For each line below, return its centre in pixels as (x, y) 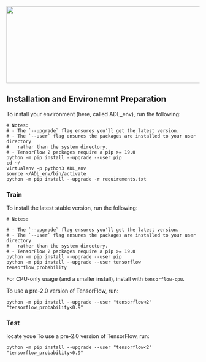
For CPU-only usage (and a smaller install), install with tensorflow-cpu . (96, 279)
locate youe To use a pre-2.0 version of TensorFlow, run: (78, 336)
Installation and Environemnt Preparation (86, 99)
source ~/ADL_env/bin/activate (46, 174)
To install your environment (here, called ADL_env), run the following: (93, 114)
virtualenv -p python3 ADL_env (46, 168)
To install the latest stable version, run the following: (72, 208)
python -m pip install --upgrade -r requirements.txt (77, 179)
